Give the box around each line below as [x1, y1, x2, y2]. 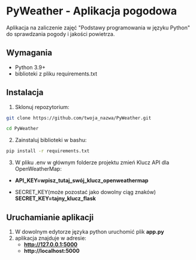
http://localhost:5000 [23, 247, 80, 254]
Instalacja [6, 87, 44, 98]
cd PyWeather [6, 126, 39, 132]
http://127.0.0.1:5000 [23, 241, 78, 248]
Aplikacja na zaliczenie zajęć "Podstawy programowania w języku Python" [6, 24, 191, 31]
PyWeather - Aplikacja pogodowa [6, 4, 177, 18]
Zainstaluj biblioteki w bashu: [14, 137, 87, 144]
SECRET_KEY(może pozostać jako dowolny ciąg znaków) [14, 189, 156, 196]
